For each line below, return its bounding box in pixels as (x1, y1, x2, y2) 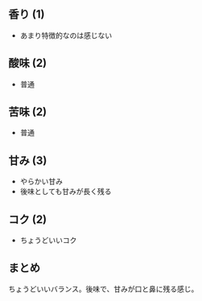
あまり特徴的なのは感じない (19, 31, 113, 40)
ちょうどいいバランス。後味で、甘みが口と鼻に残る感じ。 (8, 284, 199, 294)
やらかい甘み (19, 176, 63, 187)
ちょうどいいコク (19, 236, 77, 245)
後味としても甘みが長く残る (19, 187, 112, 196)
